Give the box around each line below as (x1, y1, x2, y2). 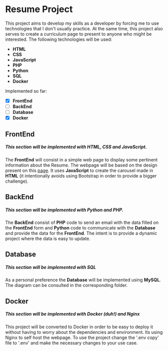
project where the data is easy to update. (5, 236, 91, 242)
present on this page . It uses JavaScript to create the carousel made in (5, 167, 154, 173)
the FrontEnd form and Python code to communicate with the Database (5, 224, 155, 230)
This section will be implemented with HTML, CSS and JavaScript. (5, 144, 147, 150)
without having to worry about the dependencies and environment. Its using (5, 329, 163, 335)
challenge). (5, 178, 29, 184)
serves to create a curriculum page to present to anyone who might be (5, 31, 152, 37)
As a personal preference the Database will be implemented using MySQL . (5, 277, 161, 283)
